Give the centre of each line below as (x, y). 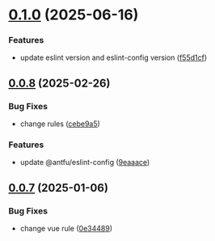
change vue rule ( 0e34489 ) (66, 229)
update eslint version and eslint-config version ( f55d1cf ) (114, 57)
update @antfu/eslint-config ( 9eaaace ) (85, 163)
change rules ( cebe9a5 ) (60, 124)
